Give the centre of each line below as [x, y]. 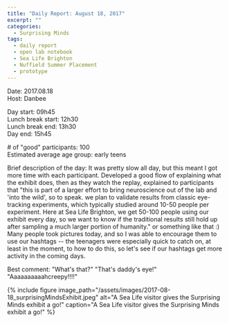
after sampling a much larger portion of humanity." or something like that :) [113, 226]
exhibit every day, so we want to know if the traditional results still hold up [112, 219]
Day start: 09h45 [31, 112]
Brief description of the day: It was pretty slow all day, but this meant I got [112, 168]
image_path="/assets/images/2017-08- [114, 290]
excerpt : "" [24, 20]
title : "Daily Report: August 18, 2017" [66, 13]
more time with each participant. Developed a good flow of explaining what [114, 175]
